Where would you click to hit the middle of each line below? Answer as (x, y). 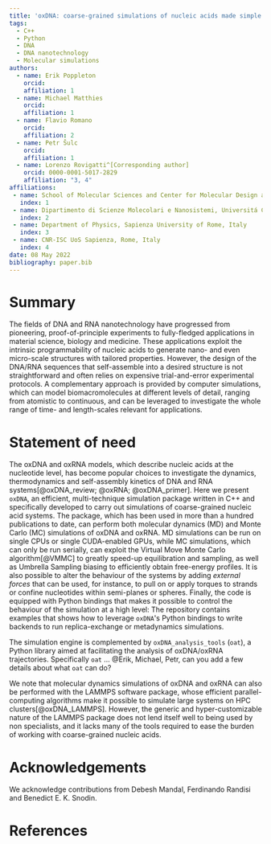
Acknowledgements (78, 767)
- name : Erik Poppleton (56, 76)
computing (27, 701)
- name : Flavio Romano (54, 121)
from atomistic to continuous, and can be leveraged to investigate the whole (135, 401)
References (48, 831)
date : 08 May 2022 (40, 255)
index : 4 (34, 248)
